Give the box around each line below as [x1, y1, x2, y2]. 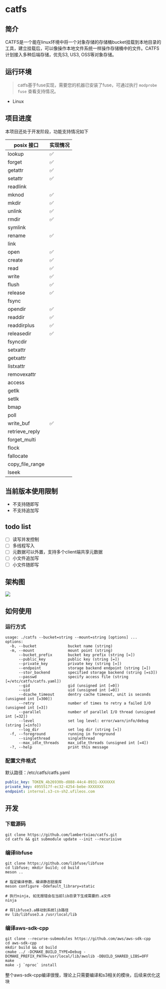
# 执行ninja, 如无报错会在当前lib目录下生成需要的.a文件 [5, 893, 111, 899]
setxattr [7, 346, 26, 353]
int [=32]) [5, 714, 28, 719]
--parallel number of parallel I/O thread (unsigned [18, 710, 155, 715]
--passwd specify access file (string [18, 675, 128, 680]
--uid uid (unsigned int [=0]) [18, 688, 120, 693]
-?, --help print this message [9, 745, 108, 750]
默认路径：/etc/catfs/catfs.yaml [5, 770, 70, 776]
